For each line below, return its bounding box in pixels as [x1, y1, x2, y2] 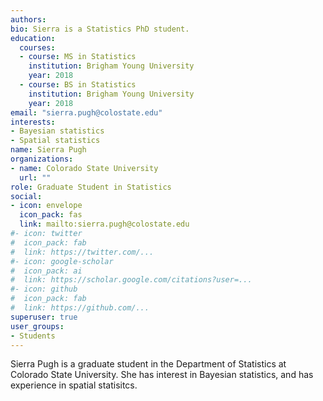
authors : [10, 14, 47, 25]
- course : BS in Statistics [19, 80, 137, 90]
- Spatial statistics [10, 136, 101, 146]
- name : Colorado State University [10, 163, 159, 173]
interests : [10, 117, 56, 127]
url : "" [19, 172, 52, 183]
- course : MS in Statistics [19, 52, 137, 62]
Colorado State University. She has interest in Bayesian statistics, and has [10, 369, 314, 381]
